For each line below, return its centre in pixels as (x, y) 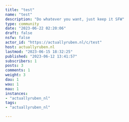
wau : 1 (12, 84)
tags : (11, 103)
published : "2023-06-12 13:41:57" (41, 56)
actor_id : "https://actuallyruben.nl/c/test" (53, 42)
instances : (17, 93)
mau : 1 (12, 89)
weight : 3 (16, 75)
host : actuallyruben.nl (30, 47)
